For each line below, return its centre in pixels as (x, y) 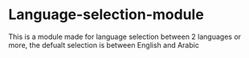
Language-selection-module (106, 15)
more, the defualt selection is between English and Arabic (104, 44)
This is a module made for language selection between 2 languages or (125, 37)
